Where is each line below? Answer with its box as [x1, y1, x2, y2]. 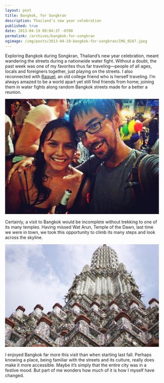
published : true [5, 23, 38, 28]
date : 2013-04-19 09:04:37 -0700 [5, 28, 73, 34]
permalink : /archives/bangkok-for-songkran [5, 34, 95, 39]
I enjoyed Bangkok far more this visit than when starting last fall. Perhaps [5, 352, 152, 358]
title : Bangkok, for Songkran [5, 13, 67, 18]
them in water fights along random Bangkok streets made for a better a [5, 84, 148, 90]
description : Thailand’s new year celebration [5, 18, 102, 23]
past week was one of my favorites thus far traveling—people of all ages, [5, 63, 152, 69]
